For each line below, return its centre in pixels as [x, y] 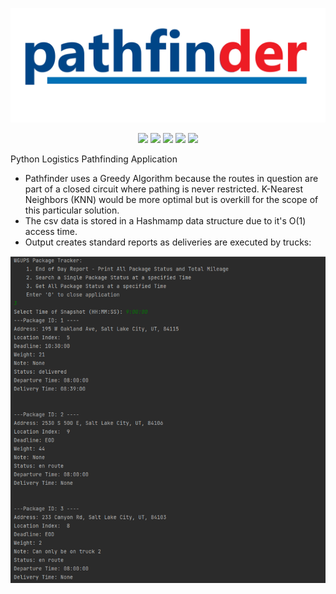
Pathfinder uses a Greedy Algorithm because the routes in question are [171, 179]
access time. [51, 232]
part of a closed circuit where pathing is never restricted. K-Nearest [163, 189]
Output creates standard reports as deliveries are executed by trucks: [168, 242]
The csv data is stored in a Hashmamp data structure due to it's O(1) [165, 221]
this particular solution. [72, 210]
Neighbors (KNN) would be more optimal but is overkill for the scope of [171, 200]
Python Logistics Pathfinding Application [94, 159]
